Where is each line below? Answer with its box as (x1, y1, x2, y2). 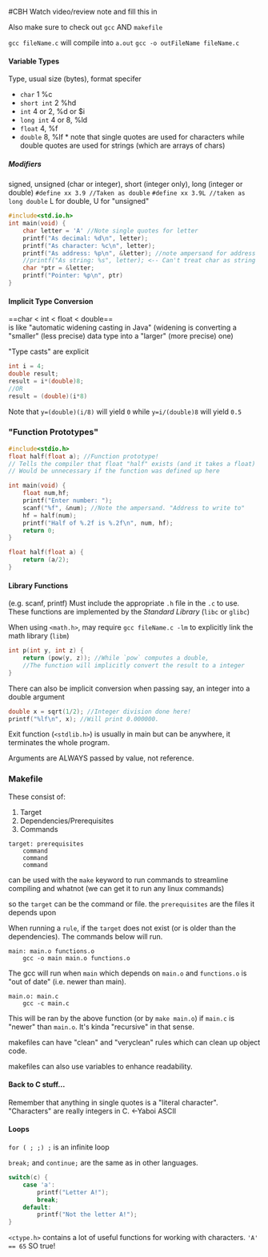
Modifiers (8, 159, 42, 168)
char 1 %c (19, 90, 53, 99)
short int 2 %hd (19, 98, 77, 107)
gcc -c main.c (22, 999, 70, 1008)
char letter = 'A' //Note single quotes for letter (22, 226, 198, 235)
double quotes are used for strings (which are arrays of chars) (19, 140, 226, 151)
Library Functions (8, 581, 69, 590)
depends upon (8, 907, 57, 917)
